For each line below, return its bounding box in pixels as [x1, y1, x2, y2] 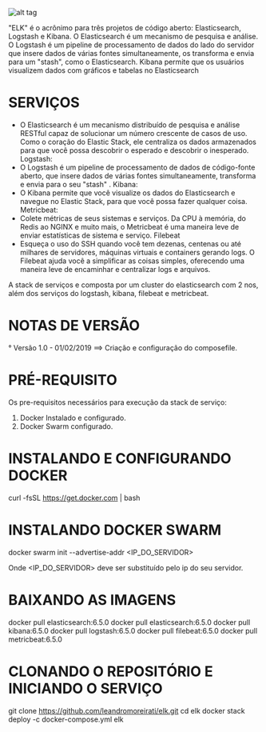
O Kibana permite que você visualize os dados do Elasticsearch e [19, 188, 236, 198]
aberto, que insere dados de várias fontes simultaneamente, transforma [19, 170, 256, 180]
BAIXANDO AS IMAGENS [8, 590, 177, 609]
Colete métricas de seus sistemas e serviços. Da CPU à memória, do [19, 213, 246, 223]
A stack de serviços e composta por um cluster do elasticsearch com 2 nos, [8, 280, 259, 290]
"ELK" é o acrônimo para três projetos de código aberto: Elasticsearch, [8, 23, 241, 32]
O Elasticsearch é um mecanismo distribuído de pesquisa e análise [19, 120, 240, 130]
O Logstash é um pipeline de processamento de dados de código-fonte [19, 162, 256, 172]
